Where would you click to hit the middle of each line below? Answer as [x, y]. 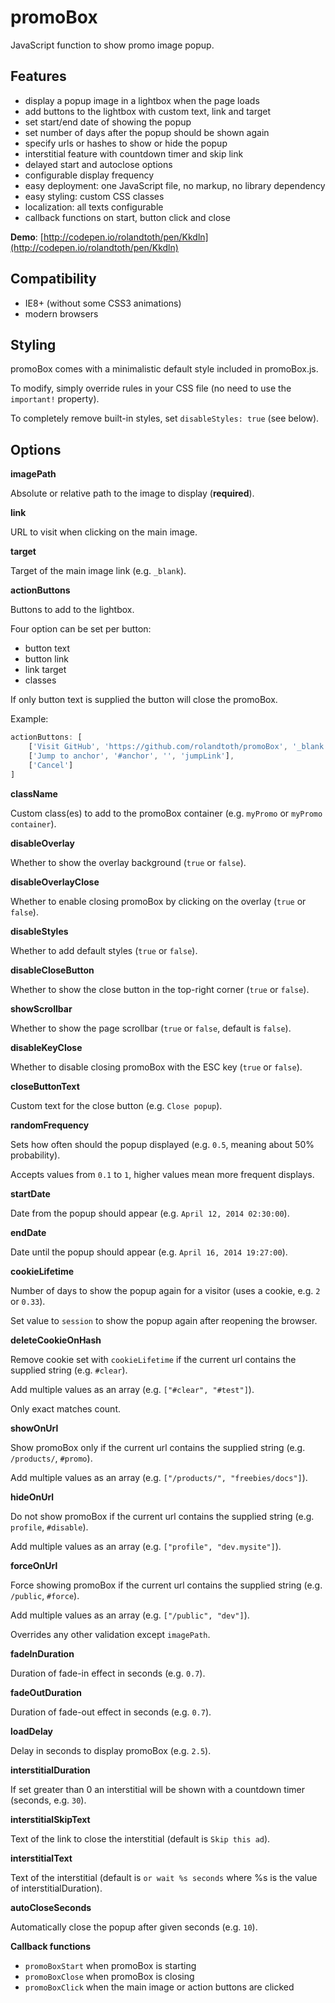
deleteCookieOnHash [56, 1340]
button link [47, 659]
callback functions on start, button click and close [127, 217]
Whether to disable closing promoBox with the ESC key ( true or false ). [156, 1067]
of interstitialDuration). [56, 1888]
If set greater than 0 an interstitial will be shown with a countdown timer [157, 1789]
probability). [35, 1155]
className [34, 793]
